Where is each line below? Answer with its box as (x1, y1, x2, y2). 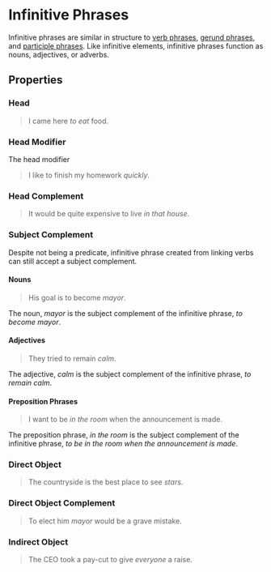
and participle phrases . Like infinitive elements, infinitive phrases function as (8, 41, 264, 50)
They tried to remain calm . (28, 353, 116, 363)
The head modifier (8, 154, 70, 164)
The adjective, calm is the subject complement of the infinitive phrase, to (8, 369, 252, 378)
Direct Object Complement (8, 497, 116, 509)
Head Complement (8, 190, 84, 202)
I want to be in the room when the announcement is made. (28, 415, 222, 425)
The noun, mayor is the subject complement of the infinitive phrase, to (8, 308, 243, 318)
